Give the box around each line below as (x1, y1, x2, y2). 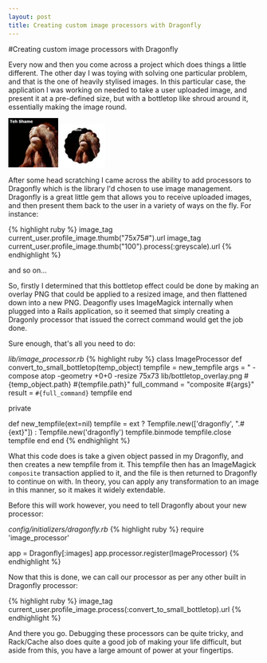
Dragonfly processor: (8, 580, 78, 590)
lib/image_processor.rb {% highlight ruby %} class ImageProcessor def (8, 354, 242, 363)
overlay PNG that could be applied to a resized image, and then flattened (8, 289, 247, 299)
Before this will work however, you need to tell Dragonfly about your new (8, 500, 247, 510)
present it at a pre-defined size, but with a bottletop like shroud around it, (8, 93, 249, 103)
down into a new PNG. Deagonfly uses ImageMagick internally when (8, 297, 234, 307)
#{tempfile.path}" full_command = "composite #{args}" (73, 379, 255, 389)
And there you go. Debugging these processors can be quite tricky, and (8, 628, 244, 637)
